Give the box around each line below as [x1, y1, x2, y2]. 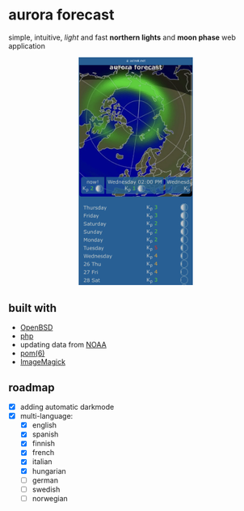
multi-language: [19, 411, 74, 421]
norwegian [32, 493, 69, 503]
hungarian [32, 466, 66, 475]
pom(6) [19, 348, 45, 358]
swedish [32, 484, 61, 494]
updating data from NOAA [19, 340, 107, 350]
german [32, 475, 59, 485]
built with [8, 301, 57, 315]
